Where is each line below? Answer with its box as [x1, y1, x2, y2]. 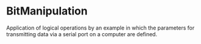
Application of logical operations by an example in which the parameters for [6, 24, 195, 31]
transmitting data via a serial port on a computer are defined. [6, 30, 158, 37]
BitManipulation [6, 4, 88, 18]
